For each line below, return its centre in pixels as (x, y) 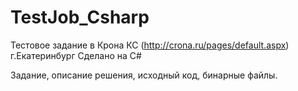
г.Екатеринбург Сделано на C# (76, 55)
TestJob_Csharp (80, 17)
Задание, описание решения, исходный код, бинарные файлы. (144, 75)
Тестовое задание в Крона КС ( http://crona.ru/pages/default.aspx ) (150, 45)
